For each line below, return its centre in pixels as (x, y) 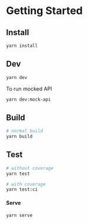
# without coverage (30, 168)
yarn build (19, 137)
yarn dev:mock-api (28, 99)
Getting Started (45, 11)
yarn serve (19, 215)
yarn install (22, 46)
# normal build (25, 131)
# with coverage (26, 184)
